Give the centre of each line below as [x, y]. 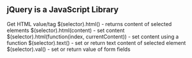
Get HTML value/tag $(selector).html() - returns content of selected [89, 24]
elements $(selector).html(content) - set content [66, 30]
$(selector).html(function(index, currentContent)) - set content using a [93, 36]
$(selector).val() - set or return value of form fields [69, 49]
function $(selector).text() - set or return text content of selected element [96, 43]
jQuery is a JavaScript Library [63, 10]
